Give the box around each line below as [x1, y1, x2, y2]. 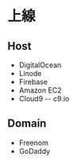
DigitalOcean [18, 60, 62, 70]
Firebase [18, 77, 48, 86]
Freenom [18, 138, 48, 147]
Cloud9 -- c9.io [18, 94, 70, 103]
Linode [18, 69, 42, 78]
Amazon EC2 [18, 86, 62, 95]
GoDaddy [18, 146, 51, 155]
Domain [7, 116, 47, 131]
